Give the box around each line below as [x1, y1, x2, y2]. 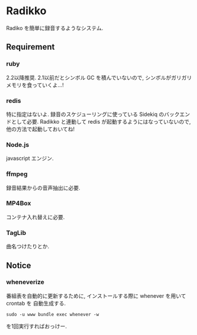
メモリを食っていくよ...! [6, 81, 64, 88]
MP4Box [6, 199, 31, 208]
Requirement [6, 42, 55, 52]
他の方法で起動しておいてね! [6, 125, 75, 133]
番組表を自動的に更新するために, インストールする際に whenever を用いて [6, 292, 186, 299]
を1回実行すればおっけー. [6, 323, 67, 330]
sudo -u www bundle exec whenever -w [6, 311, 99, 317]
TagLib [6, 228, 27, 237]
